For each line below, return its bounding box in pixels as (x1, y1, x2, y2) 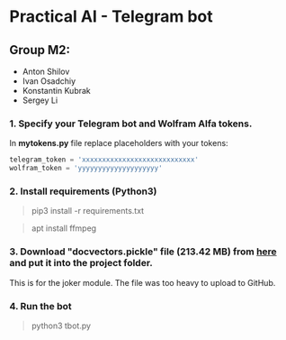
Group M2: (9, 42, 70, 58)
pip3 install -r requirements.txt (31, 206, 145, 216)
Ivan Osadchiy (22, 76, 76, 87)
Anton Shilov (22, 66, 70, 77)
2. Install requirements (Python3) (9, 185, 157, 198)
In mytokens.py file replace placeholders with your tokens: (9, 138, 228, 149)
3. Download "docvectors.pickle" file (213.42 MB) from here (9, 245, 277, 258)
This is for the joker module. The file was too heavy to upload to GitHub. (9, 277, 276, 288)
